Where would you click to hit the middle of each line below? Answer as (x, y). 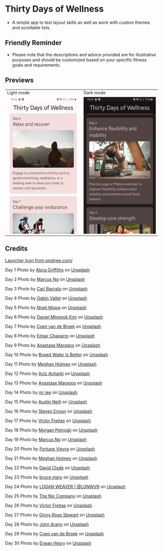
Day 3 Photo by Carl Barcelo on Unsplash (46, 288)
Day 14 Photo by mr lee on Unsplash (41, 392)
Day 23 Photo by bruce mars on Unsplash (47, 477)
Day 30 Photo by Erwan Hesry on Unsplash (48, 543)
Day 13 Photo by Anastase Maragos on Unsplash (54, 383)
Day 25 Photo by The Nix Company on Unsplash (53, 496)
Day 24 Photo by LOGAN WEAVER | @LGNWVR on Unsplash (65, 486)
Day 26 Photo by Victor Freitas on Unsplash (49, 505)
